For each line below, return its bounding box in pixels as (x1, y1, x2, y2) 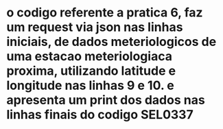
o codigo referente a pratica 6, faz (6, 5, 203, 21)
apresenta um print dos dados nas (6, 93, 205, 108)
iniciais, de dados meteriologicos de (6, 34, 217, 49)
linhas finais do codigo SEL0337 (6, 107, 193, 123)
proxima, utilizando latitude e (6, 63, 176, 79)
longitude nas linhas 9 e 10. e (6, 78, 174, 93)
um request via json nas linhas (6, 19, 183, 35)
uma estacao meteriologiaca (6, 49, 173, 64)
